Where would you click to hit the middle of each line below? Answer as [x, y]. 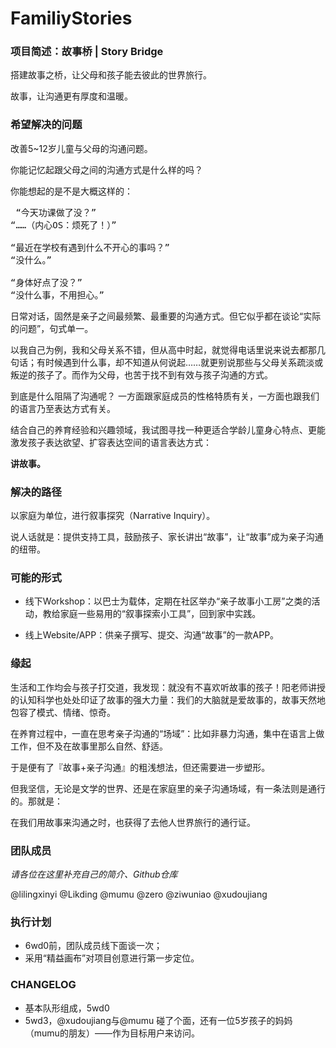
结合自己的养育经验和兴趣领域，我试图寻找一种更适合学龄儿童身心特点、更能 [168, 429]
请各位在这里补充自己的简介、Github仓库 [94, 874]
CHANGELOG [43, 985]
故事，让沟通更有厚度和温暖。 [71, 96]
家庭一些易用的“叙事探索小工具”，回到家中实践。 [160, 614]
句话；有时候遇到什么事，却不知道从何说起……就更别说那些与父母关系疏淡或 [167, 362]
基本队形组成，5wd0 [67, 1008]
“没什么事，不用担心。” [57, 295]
